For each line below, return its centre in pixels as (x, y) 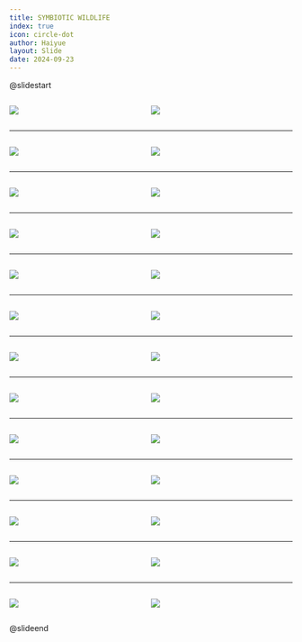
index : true (31, 26)
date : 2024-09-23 (42, 59)
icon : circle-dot (42, 34)
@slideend (29, 628)
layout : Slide (36, 51)
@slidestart (31, 85)
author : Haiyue (38, 43)
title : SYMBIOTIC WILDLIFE (60, 18)
